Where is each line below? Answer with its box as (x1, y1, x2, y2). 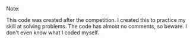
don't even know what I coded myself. (6, 29, 100, 36)
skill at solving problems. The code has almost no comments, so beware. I (6, 23, 187, 30)
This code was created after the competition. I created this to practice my (6, 17, 186, 23)
